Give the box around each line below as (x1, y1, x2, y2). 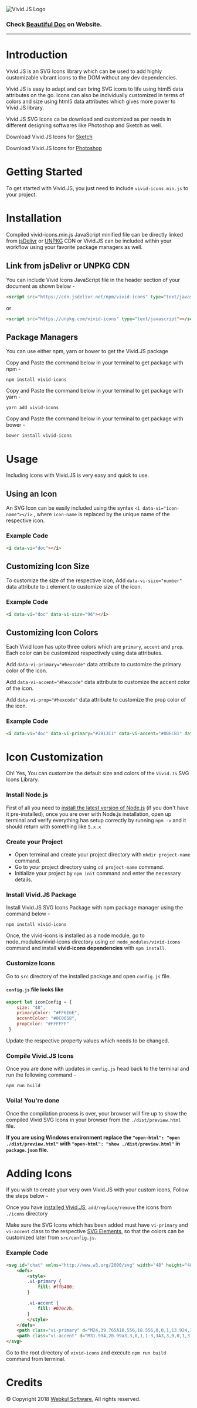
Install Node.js (6, 791, 48, 799)
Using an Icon (6, 489, 57, 499)
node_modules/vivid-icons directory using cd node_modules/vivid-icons (6, 938, 181, 945)
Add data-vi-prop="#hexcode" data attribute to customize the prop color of (6, 696, 186, 703)
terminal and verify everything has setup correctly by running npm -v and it (6, 816, 186, 823)
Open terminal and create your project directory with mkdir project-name (14, 851, 191, 858)
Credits (6, 1376, 43, 1389)
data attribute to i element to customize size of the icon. (6, 583, 142, 590)
